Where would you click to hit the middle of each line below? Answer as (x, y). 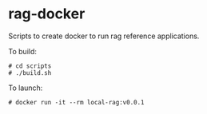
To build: (23, 51)
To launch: (26, 88)
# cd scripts (30, 66)
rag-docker (47, 14)
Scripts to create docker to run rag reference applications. (104, 36)
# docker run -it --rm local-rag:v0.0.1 (77, 102)
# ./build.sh (30, 73)
